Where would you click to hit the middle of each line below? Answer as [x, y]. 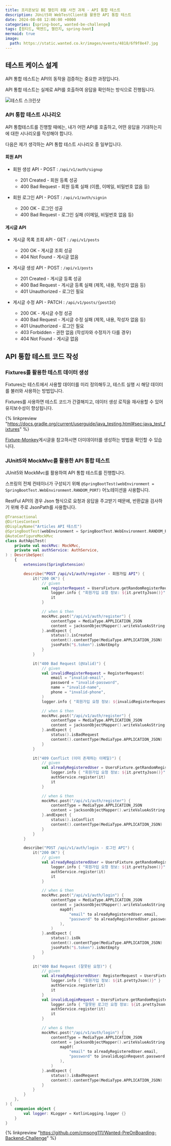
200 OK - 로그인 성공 [41, 208]
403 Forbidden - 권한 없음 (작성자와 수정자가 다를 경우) [76, 333]
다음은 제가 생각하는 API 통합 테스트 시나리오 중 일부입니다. [64, 144]
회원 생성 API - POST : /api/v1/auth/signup [58, 169]
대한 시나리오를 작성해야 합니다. [42, 133]
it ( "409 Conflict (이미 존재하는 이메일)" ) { [77, 758]
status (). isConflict [73, 820]
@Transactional [21, 517]
